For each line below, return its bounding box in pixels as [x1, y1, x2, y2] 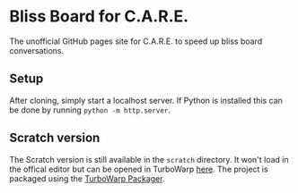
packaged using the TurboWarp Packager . [9, 172, 165, 184]
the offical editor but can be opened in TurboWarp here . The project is [9, 164, 268, 174]
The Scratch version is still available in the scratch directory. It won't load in [9, 154, 289, 164]
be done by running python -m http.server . [9, 105, 171, 115]
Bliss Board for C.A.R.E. [9, 6, 189, 27]
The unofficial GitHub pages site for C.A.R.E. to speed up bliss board [9, 36, 263, 46]
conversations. [9, 45, 65, 55]
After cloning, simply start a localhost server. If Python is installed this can [9, 95, 283, 105]
